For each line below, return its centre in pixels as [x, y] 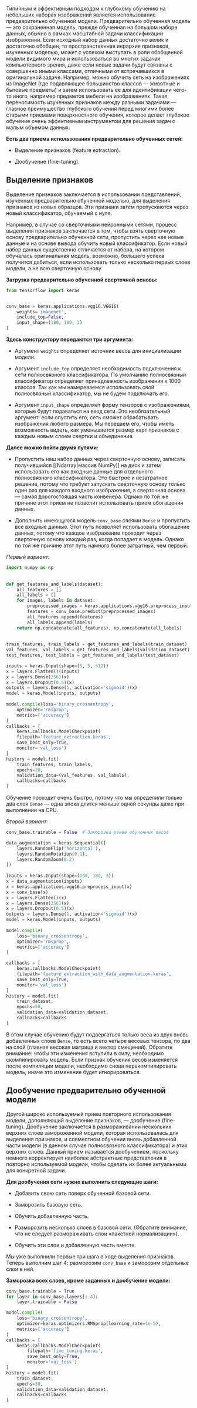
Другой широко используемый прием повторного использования [89, 1114]
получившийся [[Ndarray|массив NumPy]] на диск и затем [88, 465]
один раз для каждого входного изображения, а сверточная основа [100, 491]
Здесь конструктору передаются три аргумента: [69, 339]
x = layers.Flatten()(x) [36, 897]
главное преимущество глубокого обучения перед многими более [90, 109]
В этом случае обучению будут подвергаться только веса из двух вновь [97, 1034]
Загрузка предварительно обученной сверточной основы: [82, 280]
